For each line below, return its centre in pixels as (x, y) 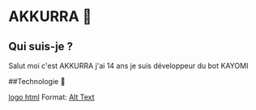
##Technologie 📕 (37, 81)
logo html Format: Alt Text (51, 97)
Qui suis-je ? (41, 47)
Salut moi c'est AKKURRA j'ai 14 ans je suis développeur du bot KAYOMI (128, 66)
